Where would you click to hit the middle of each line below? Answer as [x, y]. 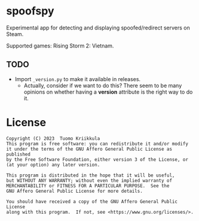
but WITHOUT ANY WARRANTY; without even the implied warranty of [89, 180]
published [19, 154]
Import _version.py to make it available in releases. [78, 79]
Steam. [15, 34]
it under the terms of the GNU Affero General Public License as [89, 149]
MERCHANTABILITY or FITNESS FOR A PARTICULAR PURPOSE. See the [88, 186]
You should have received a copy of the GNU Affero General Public [92, 201]
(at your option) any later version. [53, 165]
